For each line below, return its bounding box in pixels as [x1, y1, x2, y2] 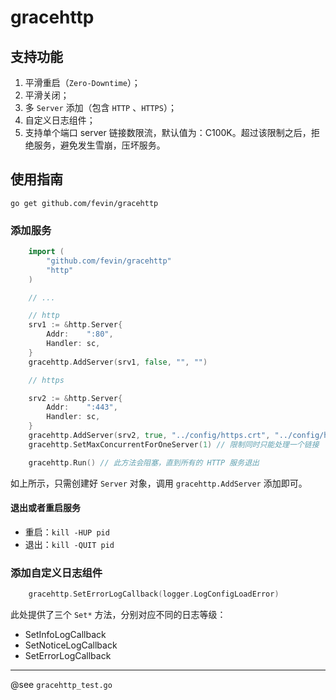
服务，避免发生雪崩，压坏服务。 [33, 139, 166, 151]
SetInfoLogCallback [24, 629, 107, 641]
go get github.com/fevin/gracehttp [10, 198, 159, 208]
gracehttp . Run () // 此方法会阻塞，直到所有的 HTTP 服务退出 [28, 457, 260, 468]
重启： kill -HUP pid [24, 526, 110, 538]
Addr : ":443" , [46, 402, 118, 413]
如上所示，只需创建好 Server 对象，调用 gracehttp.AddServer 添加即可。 [10, 477, 308, 489]
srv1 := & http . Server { [28, 320, 123, 330]
